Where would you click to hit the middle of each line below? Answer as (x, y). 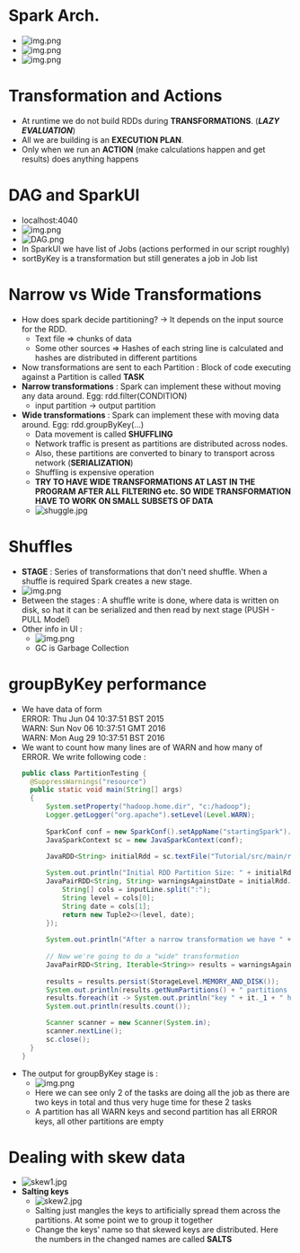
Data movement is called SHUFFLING (104, 434)
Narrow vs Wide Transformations (135, 295)
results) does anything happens (80, 159)
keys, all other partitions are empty (99, 1121)
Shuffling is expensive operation (94, 472)
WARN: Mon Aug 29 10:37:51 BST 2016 (93, 737)
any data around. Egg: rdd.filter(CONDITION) (104, 395)
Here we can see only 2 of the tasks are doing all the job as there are (162, 1092)
